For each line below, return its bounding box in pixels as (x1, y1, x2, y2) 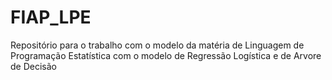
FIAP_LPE (10, 6, 92, 29)
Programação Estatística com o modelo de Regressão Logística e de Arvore (10, 49, 322, 61)
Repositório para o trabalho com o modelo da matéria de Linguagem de (10, 39, 305, 51)
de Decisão (10, 60, 57, 72)
